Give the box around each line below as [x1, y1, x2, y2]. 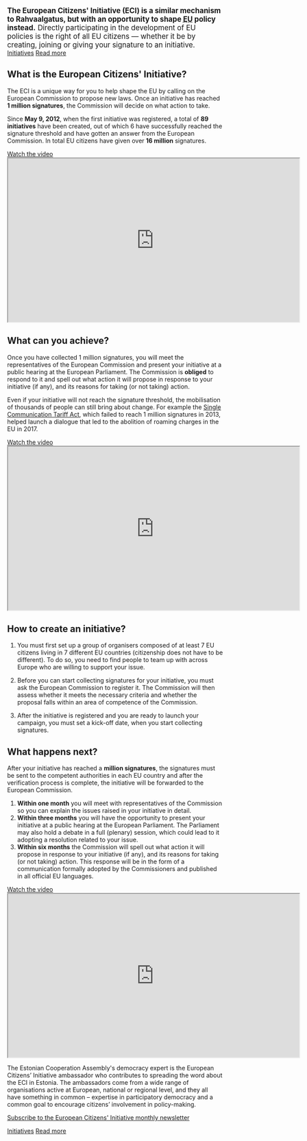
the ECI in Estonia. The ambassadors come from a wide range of [7, 1079, 189, 1087]
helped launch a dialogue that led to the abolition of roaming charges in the [7, 417, 219, 426]
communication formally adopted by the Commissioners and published [16, 865, 217, 873]
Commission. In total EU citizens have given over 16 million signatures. [7, 136, 207, 145]
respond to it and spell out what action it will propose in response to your [7, 375, 213, 383]
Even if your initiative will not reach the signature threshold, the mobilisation [7, 395, 221, 404]
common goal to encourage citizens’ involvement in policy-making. [7, 1101, 197, 1109]
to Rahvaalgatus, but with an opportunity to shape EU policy [7, 14, 216, 24]
